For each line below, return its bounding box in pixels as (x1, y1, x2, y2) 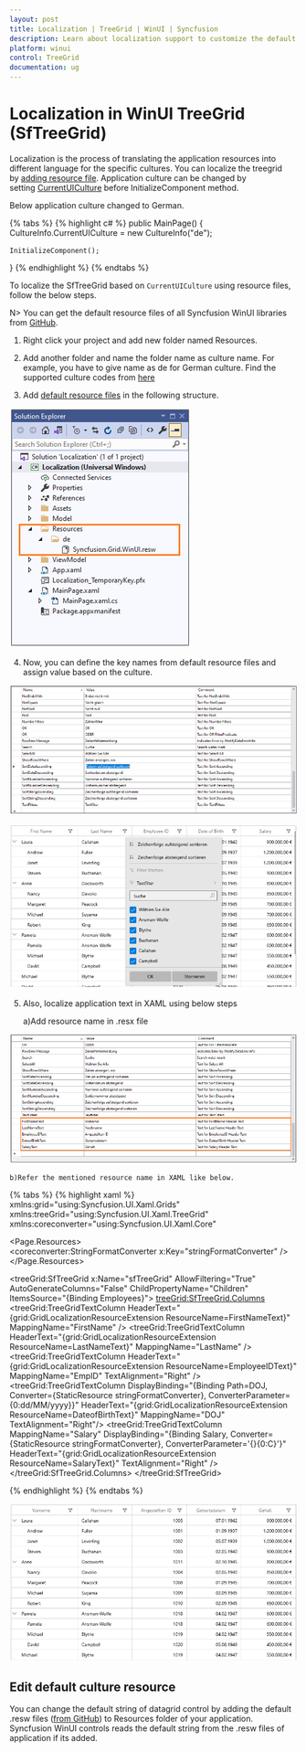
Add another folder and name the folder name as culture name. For (22, 352, 275, 363)
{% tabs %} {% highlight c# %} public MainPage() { (9, 218, 204, 228)
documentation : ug (9, 63, 79, 72)
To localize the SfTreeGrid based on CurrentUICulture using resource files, (9, 280, 291, 291)
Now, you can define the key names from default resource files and (22, 656, 277, 667)
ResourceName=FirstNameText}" (165, 1312, 290, 1323)
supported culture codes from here (22, 371, 155, 383)
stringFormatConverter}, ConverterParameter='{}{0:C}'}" (71, 1439, 287, 1449)
